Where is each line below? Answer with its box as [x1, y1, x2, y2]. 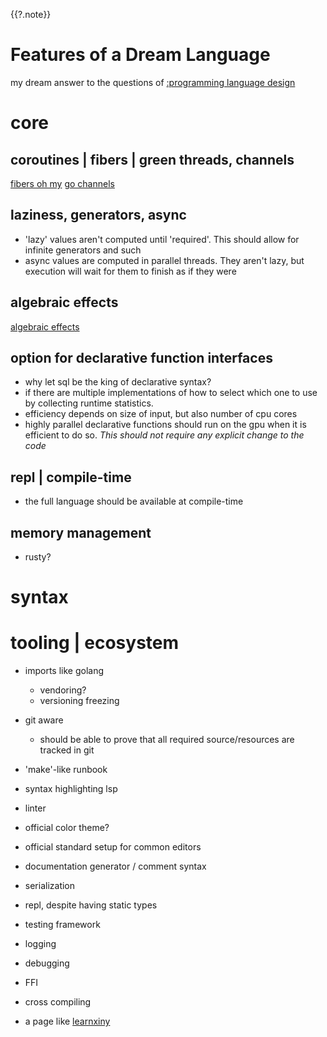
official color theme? [24, 822, 110, 834]
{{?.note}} [10, 9, 52, 20]
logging [24, 938, 57, 950]
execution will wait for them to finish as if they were [24, 265, 237, 277]
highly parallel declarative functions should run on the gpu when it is [24, 419, 307, 431]
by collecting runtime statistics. [24, 397, 154, 409]
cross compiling [24, 996, 92, 1008]
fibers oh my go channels [10, 177, 115, 189]
